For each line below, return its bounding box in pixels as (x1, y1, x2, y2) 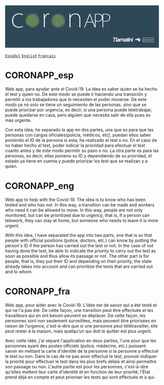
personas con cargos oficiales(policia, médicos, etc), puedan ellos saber (5, 132, 151, 138)
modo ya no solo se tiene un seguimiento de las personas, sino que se (5, 102, 146, 108)
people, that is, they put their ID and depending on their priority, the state (5, 258, 152, 264)
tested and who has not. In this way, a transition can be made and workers (5, 202, 155, 208)
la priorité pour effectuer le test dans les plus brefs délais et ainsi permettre (5, 359, 157, 364)
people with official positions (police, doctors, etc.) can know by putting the (5, 237, 157, 243)
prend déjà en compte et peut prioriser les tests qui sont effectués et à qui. (5, 374, 156, 380)
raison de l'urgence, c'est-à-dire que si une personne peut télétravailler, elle (5, 323, 158, 329)
